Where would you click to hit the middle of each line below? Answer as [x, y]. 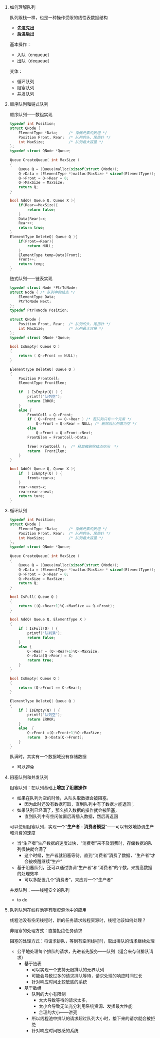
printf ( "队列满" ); [45, 633]
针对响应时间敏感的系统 [55, 1030]
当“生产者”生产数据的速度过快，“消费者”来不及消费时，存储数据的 [82, 843]
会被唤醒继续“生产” [43, 861]
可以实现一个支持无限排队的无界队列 [68, 969]
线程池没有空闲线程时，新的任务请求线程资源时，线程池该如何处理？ [78, 920]
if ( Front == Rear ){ [36, 241]
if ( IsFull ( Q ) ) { [38, 629]
